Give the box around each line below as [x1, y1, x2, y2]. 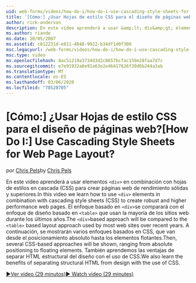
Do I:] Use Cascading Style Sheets [6, 135, 175, 148]
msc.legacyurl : [6, 47, 43, 53]
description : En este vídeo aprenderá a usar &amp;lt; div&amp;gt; [6, 25, 174, 31]
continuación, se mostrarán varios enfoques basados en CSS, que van [6, 228, 176, 235]
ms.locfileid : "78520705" [6, 85, 69, 91]
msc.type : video [6, 52, 45, 58]
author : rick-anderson [6, 19, 61, 25]
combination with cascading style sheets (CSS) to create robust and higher [6, 197, 187, 204]
